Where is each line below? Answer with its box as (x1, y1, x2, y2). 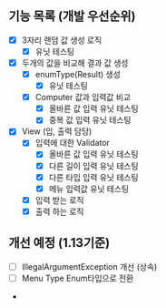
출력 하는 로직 (34, 206, 84, 217)
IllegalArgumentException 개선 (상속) (21, 261, 158, 272)
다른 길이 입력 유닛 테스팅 (48, 160, 139, 171)
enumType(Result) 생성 (34, 69, 122, 79)
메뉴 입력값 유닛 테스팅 (48, 183, 129, 194)
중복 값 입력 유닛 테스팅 (48, 115, 132, 126)
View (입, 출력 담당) (21, 126, 93, 137)
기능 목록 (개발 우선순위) (8, 8, 136, 25)
